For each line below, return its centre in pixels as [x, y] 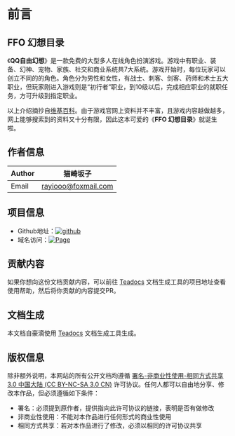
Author [23, 173]
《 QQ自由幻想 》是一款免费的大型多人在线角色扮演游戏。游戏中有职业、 [109, 61]
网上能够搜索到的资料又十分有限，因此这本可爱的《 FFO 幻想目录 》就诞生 [112, 119]
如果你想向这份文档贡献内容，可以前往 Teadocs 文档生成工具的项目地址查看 [117, 282]
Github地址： [36, 231]
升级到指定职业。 [56, 96]
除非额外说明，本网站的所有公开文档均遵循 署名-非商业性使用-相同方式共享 [115, 376]
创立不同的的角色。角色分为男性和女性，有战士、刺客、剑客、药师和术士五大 [118, 78]
